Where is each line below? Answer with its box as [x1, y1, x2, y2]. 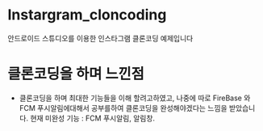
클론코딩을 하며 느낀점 [7, 65, 144, 83]
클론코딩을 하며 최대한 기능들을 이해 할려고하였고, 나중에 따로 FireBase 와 [19, 93, 251, 103]
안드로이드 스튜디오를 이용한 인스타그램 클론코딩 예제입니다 [7, 33, 194, 43]
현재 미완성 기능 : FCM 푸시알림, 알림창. [30, 113, 155, 123]
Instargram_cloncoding [7, 6, 167, 24]
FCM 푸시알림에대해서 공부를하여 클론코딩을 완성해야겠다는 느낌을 [19, 103, 228, 112]
